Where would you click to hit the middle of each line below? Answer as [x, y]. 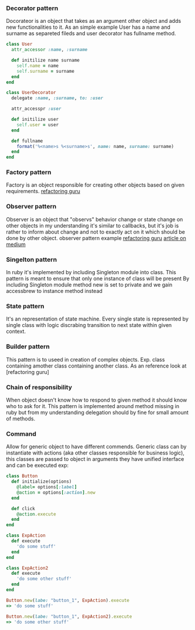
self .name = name [38, 66]
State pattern [25, 306]
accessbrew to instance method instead [54, 291]
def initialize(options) [42, 482]
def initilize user [35, 119]
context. [16, 331]
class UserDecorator [31, 93]
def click [23, 508]
